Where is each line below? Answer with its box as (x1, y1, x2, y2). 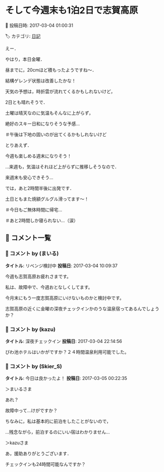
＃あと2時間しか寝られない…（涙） (5, 217, 78, 223)
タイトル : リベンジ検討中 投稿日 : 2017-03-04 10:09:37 (5, 263, 118, 269)
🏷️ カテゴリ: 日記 (5, 33, 41, 39)
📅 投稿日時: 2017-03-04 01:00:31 (5, 22, 73, 28)
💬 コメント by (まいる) (5, 250, 59, 257)
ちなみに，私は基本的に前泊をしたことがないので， (5, 418, 111, 424)
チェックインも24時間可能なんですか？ (5, 461, 86, 467)
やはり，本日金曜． (5, 56, 45, 62)
